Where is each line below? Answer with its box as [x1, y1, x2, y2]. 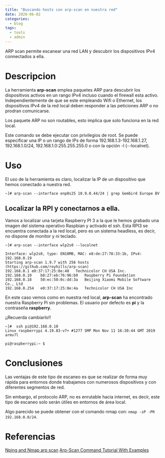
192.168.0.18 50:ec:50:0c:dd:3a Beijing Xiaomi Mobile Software [5, 277, 151, 282]
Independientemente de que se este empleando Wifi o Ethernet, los [5, 97, 142, 103]
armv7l [5, 332, 19, 337]
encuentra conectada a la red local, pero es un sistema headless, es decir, [5, 228, 156, 234]
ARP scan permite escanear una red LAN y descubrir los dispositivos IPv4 [5, 48, 155, 54]
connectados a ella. [5, 53, 45, 59]
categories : [5, 16, 30, 21]
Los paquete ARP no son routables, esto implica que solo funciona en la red [5, 117, 159, 123]
